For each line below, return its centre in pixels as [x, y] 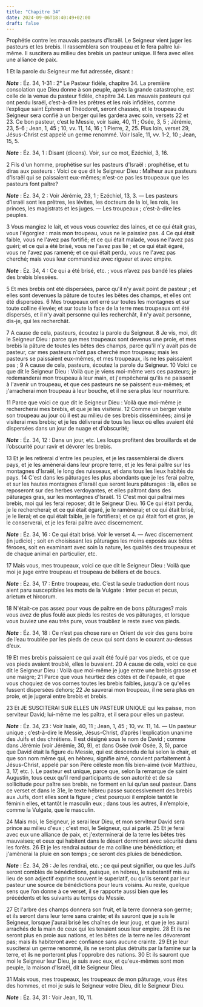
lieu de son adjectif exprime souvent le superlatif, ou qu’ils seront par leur [98, 878]
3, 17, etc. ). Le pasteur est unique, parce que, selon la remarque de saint [97, 771]
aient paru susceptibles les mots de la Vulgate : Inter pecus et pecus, [92, 590]
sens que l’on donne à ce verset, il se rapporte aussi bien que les [87, 891]
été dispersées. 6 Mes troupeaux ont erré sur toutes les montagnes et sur [98, 302]
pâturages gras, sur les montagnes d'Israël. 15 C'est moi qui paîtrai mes [96, 497]
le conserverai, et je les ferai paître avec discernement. [75, 523]
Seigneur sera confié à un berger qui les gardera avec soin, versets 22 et [98, 115]
